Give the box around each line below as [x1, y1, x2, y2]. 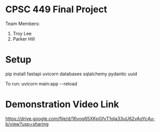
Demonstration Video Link [5, 99, 119, 111]
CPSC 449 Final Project [5, 4, 108, 15]
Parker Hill [12, 36, 35, 42]
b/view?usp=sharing [5, 121, 49, 127]
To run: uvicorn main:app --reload [5, 80, 77, 86]
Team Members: [5, 20, 40, 27]
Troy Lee [12, 30, 32, 36]
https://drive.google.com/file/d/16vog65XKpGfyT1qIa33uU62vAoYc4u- [5, 115, 155, 121]
